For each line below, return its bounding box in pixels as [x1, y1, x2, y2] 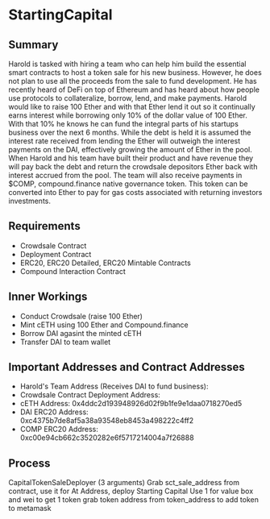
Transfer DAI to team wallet [19, 337, 111, 347]
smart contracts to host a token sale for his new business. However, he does [8, 68, 262, 77]
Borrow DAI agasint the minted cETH [19, 328, 143, 338]
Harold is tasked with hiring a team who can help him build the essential [8, 59, 247, 69]
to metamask [8, 504, 52, 513]
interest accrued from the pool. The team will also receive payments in [8, 171, 243, 180]
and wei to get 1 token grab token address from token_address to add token [8, 495, 260, 504]
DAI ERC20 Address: [19, 407, 89, 417]
